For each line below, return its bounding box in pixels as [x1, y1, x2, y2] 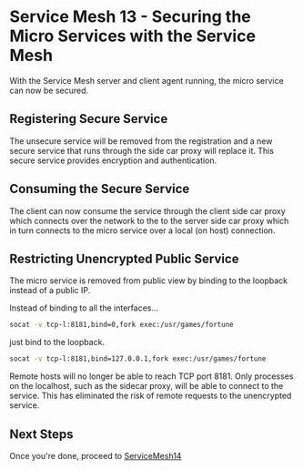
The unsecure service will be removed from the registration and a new [9, 135, 273, 147]
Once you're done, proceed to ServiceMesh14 [9, 450, 182, 461]
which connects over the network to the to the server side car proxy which [9, 215, 289, 226]
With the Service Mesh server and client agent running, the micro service [9, 75, 284, 86]
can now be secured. [9, 85, 89, 96]
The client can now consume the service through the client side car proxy [9, 205, 287, 216]
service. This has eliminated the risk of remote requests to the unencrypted [9, 390, 292, 402]
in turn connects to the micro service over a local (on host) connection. [9, 225, 276, 236]
